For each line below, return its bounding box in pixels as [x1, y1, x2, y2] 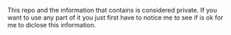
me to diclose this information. [7, 21, 97, 29]
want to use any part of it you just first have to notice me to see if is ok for [7, 13, 224, 22]
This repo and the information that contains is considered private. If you [7, 6, 217, 14]
